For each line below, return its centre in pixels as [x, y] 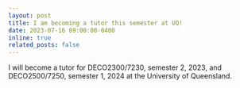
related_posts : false [44, 45]
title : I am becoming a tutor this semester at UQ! [95, 23]
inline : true [30, 38]
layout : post [30, 15]
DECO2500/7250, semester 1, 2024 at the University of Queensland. [120, 76]
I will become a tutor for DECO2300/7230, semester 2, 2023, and [115, 67]
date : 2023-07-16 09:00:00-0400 [62, 30]
